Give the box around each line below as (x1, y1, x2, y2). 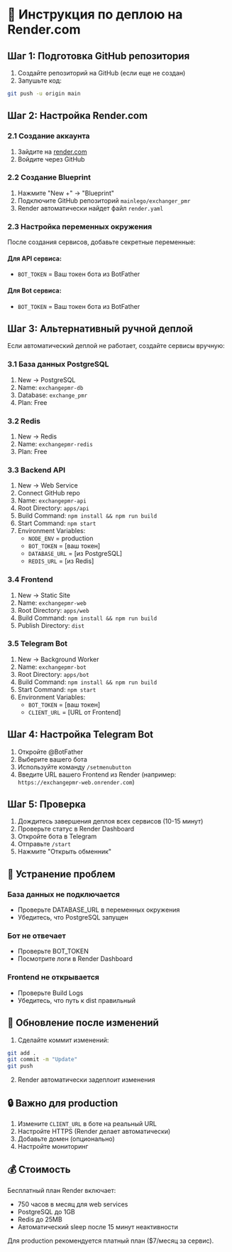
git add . (7, 1049, 37, 1056)
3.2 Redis (7, 416, 41, 426)
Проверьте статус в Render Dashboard (17, 825, 135, 833)
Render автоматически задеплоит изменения (17, 1075, 155, 1084)
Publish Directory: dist (17, 621, 85, 629)
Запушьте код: (17, 76, 62, 85)
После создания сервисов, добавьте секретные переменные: (7, 238, 196, 246)
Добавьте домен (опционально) (17, 1135, 115, 1143)
